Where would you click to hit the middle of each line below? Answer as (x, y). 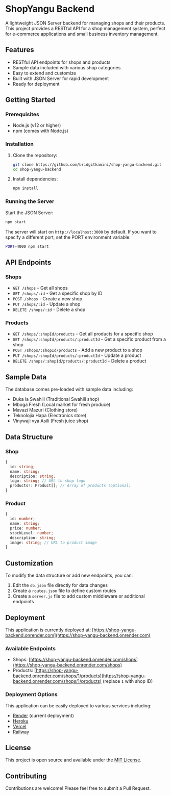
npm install (25, 188)
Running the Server (30, 201)
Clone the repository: (35, 155)
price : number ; (26, 528)
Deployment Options (31, 695)
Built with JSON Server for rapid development (60, 78)
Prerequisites (22, 114)
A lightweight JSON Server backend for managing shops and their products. (86, 23)
